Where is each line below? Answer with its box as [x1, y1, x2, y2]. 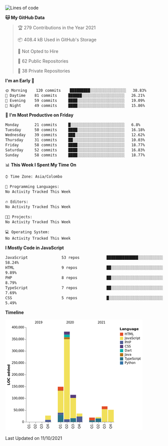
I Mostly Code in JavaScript [5, 245, 64, 251]
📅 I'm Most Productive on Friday [5, 112, 74, 118]
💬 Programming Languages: [5, 184, 59, 189]
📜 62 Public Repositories [17, 58, 69, 64]
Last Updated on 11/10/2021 [5, 435, 62, 441]
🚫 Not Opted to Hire [17, 48, 59, 54]
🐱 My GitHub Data [5, 15, 45, 20]
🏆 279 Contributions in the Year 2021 [17, 25, 96, 30]
